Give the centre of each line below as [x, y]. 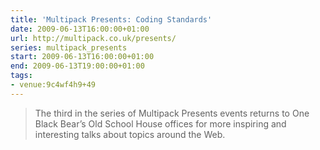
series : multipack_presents [69, 47]
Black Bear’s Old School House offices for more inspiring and [160, 123]
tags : [21, 76]
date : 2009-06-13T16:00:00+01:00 [80, 29]
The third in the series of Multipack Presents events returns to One [172, 113]
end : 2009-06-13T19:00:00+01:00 [77, 66]
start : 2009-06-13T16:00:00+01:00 [82, 57]
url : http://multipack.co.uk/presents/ [93, 38]
